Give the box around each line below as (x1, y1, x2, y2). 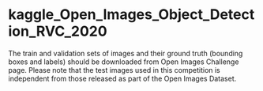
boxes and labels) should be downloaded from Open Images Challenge (8, 57, 239, 66)
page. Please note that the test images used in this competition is (8, 65, 221, 74)
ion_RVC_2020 (8, 22, 108, 40)
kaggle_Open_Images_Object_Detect (8, 6, 255, 24)
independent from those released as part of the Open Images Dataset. (8, 74, 237, 83)
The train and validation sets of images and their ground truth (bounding (8, 48, 243, 58)
